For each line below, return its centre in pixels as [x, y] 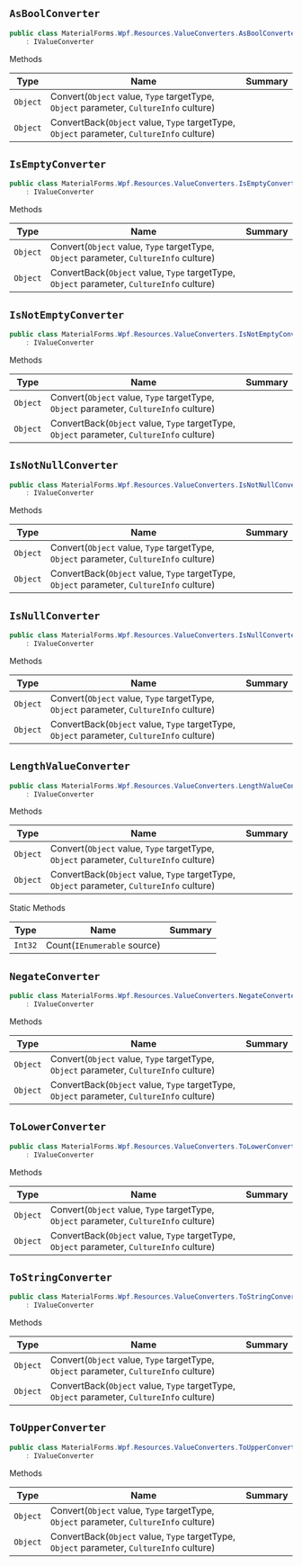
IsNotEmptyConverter [67, 315]
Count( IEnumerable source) [103, 946]
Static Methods [37, 908]
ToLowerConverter [58, 1127]
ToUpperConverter [58, 1428]
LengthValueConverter [70, 766]
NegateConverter [55, 976]
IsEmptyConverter [58, 164]
